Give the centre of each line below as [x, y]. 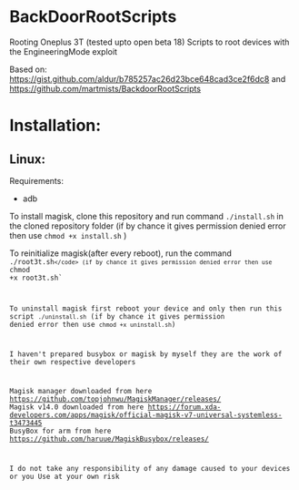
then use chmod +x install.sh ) [68, 235]
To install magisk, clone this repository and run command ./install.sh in [146, 216]
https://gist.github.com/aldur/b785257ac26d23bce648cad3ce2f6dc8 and [148, 78]
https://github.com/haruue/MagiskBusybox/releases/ [109, 439]
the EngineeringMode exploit [64, 51]
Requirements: [36, 180]
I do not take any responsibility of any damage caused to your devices [150, 469]
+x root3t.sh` [36, 278]
